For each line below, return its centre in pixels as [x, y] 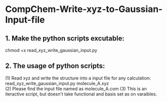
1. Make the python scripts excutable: [65, 38]
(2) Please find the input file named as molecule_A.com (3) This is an [76, 88]
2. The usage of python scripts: [55, 66]
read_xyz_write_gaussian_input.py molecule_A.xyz [57, 83]
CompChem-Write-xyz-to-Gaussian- [84, 9]
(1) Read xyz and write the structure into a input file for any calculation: [78, 78]
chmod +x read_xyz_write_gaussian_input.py [51, 50]
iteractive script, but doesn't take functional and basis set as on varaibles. [81, 94]
